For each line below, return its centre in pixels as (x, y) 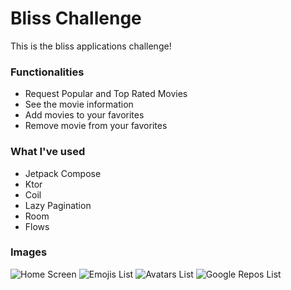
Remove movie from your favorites (96, 126)
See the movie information (79, 104)
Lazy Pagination (58, 205)
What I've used (48, 152)
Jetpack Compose (63, 173)
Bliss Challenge (76, 18)
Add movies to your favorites (84, 115)
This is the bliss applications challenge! (91, 46)
